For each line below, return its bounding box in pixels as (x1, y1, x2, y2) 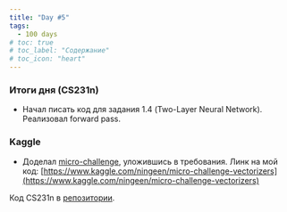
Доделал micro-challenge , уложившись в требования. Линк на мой (21, 156, 279, 167)
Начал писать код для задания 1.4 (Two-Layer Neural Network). (21, 104, 263, 115)
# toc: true (9, 37, 54, 47)
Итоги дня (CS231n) (9, 84, 99, 96)
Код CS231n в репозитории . (9, 192, 115, 203)
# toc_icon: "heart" (9, 54, 87, 63)
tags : (9, 21, 30, 30)
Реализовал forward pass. (21, 113, 122, 125)
